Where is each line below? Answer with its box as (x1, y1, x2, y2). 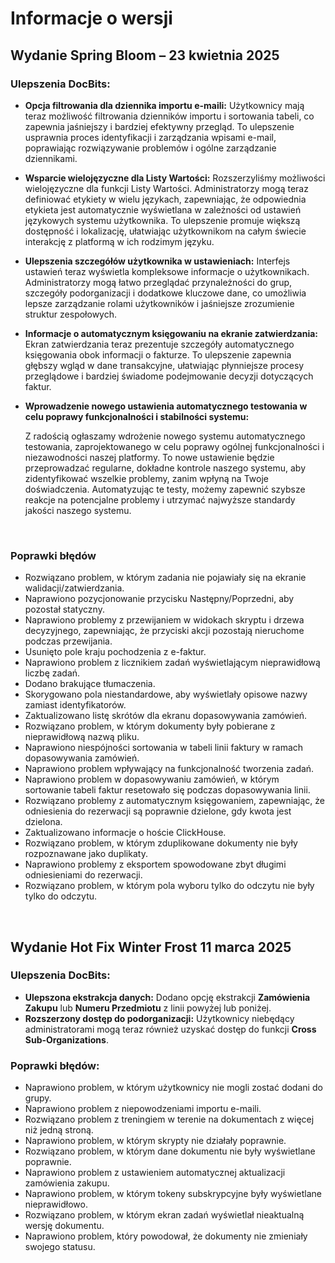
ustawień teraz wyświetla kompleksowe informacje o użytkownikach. (24, 265, 310, 277)
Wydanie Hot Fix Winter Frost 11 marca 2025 (10, 938, 292, 956)
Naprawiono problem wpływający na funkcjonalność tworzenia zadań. (24, 763, 315, 775)
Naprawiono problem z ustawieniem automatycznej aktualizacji (24, 1167, 286, 1179)
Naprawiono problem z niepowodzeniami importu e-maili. (24, 1103, 262, 1115)
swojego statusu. (24, 1241, 96, 1253)
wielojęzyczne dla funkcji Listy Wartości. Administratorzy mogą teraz (24, 182, 309, 194)
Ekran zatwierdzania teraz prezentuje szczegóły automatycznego (24, 338, 295, 350)
